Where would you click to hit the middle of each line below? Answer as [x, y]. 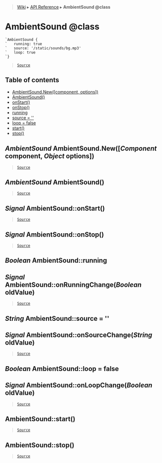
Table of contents [32, 80]
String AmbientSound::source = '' [57, 318]
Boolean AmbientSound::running [56, 261]
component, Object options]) [50, 156]
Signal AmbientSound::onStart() [55, 208]
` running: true [24, 44]
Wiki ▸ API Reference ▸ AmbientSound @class [64, 7]
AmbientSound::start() [40, 419]
